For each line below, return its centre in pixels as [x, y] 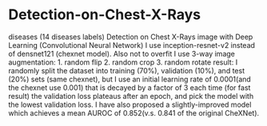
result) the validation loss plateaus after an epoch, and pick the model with [131, 96]
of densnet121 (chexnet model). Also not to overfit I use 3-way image [122, 53]
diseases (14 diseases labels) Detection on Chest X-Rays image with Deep [131, 37]
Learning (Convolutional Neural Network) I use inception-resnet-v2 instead [132, 45]
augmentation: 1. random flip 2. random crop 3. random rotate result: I [123, 62]
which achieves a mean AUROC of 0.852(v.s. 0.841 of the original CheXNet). [134, 112]
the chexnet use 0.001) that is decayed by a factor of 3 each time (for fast [130, 87]
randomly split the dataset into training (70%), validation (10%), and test [127, 70]
